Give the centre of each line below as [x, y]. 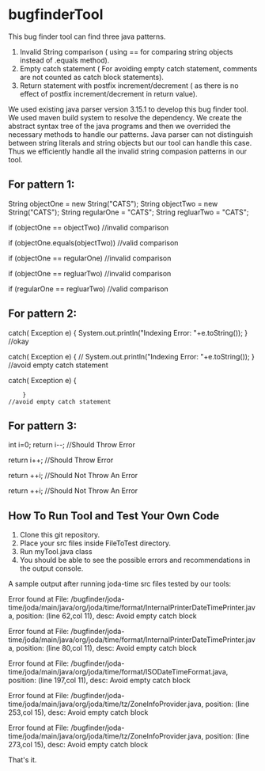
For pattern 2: [43, 314]
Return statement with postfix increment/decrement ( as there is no [129, 85]
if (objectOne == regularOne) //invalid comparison [90, 258]
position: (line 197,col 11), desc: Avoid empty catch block [100, 680]
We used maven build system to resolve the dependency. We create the [125, 117]
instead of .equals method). [64, 60]
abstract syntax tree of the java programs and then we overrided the [119, 126]
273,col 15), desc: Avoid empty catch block [78, 745]
